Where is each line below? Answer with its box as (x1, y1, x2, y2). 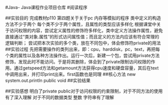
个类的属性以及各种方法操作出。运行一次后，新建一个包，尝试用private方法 (5, 52, 160, 58)
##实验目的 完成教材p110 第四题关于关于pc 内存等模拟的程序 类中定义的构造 (5, 15, 161, 21)
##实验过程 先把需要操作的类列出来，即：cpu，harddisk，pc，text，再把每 (5, 46, 160, 52)
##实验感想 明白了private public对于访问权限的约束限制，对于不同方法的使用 (5, 88, 163, 94)
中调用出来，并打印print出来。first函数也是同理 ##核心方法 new (5, 71, 136, 77)
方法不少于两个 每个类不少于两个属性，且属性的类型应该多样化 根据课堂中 (5, 21, 156, 27)
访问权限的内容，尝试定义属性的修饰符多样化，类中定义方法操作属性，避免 (9, 27, 163, 33)
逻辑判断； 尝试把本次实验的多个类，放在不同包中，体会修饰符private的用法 (5, 40, 161, 46)
